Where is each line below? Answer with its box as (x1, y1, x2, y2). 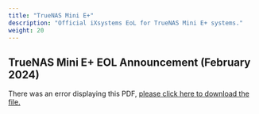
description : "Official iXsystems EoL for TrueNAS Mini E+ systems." (8, 19, 244, 27)
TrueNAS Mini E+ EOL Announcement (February (8, 55, 251, 69)
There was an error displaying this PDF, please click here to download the (8, 89, 250, 99)
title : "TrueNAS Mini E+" (8, 11, 94, 20)
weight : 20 (8, 26, 44, 34)
